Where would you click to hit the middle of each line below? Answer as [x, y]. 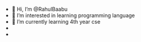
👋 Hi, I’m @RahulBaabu [40, 9]
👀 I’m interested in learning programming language [73, 15]
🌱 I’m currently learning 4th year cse [56, 22]
